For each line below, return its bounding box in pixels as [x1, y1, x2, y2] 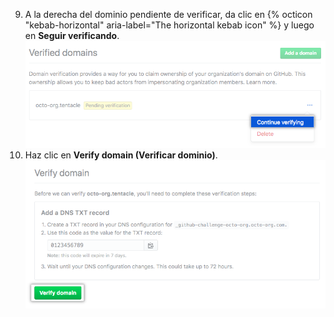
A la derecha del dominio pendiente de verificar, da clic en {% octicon [24, 9, 313, 20]
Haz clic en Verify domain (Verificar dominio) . [24, 149, 218, 161]
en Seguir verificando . [24, 30, 120, 41]
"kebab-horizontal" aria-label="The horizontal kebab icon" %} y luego [24, 19, 315, 31]
